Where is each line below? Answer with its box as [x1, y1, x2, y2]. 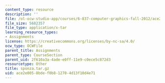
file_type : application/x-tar [5, 25, 67, 30]
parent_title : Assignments [5, 48, 60, 53]
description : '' [5, 12, 38, 17]
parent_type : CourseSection [5, 52, 63, 58]
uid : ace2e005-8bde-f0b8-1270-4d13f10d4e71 [5, 71, 96, 76]
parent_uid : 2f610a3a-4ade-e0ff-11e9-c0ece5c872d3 [5, 57, 111, 62]
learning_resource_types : [5, 30, 58, 35]
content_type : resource [5, 7, 54, 12]
